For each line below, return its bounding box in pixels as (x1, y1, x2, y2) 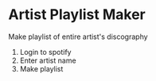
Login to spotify (19, 47, 72, 56)
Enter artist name (19, 56, 77, 65)
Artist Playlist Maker (8, 6, 146, 24)
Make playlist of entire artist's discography (8, 32, 149, 41)
